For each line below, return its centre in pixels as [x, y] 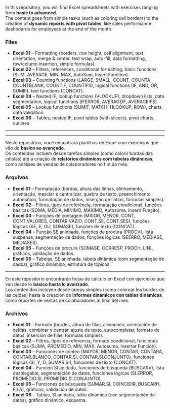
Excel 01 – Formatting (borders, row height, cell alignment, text [78, 53]
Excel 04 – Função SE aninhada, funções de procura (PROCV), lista [83, 232]
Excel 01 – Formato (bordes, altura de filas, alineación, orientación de [85, 324]
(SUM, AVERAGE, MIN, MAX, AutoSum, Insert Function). [71, 75]
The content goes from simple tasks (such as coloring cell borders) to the [82, 18]
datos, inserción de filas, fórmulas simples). [58, 335]
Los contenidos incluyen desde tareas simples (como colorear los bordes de [85, 290]
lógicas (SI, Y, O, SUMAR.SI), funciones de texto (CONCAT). [75, 362]
